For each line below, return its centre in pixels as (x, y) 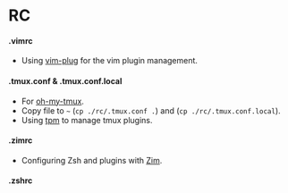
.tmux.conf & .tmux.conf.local (65, 80)
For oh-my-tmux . (52, 101)
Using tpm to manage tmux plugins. (87, 120)
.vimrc (21, 40)
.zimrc (21, 140)
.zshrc (21, 180)
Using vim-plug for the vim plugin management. (110, 61)
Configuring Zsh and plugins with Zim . (92, 160)
